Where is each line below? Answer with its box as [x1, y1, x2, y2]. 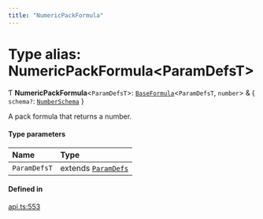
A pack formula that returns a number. [8, 111, 132, 121]
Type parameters [8, 130, 66, 139]
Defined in [8, 184, 43, 194]
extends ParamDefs [60, 162, 128, 173]
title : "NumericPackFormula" [8, 11, 104, 20]
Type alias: [8, 45, 81, 63]
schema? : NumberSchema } [8, 96, 84, 106]
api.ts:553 [8, 202, 41, 211]
